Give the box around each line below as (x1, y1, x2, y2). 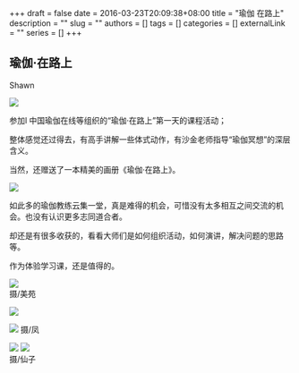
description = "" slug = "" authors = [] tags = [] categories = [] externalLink (9, 18, 286, 29)
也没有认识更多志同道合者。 (24, 211, 127, 222)
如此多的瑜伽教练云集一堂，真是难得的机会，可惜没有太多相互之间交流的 (9, 199, 276, 210)
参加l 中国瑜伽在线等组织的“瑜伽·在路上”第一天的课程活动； (9, 114, 226, 125)
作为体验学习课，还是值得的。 (9, 260, 119, 271)
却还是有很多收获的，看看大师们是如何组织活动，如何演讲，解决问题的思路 (9, 230, 284, 241)
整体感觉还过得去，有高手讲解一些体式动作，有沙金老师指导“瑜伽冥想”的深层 (9, 133, 291, 145)
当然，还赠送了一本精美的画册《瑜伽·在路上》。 (9, 164, 181, 174)
